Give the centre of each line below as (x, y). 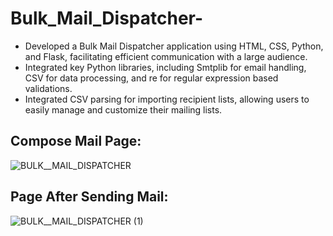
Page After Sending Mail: (89, 197)
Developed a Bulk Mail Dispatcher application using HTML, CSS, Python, (174, 46)
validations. (48, 88)
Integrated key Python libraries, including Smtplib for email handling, (165, 67)
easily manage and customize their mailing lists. (123, 109)
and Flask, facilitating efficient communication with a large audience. (166, 56)
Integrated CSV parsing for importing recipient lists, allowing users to (167, 99)
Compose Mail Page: (76, 141)
